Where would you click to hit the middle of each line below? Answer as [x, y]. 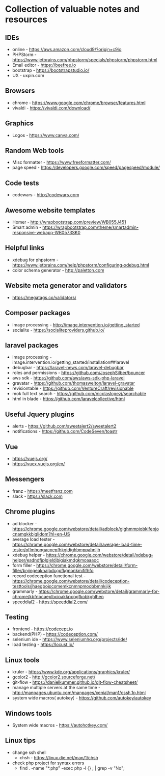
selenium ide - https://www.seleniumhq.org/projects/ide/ [70, 640]
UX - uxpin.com [28, 75]
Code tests [22, 183]
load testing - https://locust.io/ [43, 644]
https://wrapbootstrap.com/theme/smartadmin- [91, 227]
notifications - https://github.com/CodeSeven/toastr [65, 431]
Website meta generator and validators [66, 286]
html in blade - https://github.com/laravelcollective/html [69, 399]
